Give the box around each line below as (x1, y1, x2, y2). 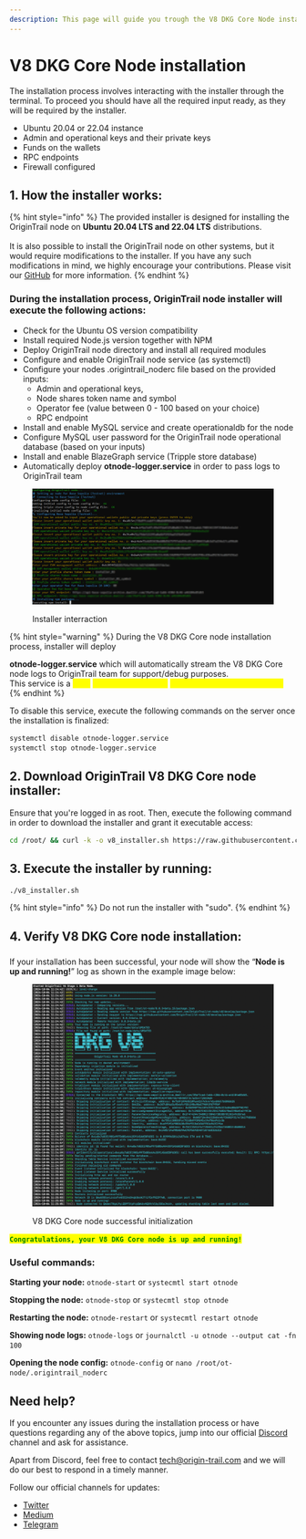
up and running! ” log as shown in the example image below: (9, 965, 237, 976)
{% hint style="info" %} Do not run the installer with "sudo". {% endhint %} (9, 902, 291, 913)
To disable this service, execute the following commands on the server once (9, 705, 296, 716)
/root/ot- (195, 1359, 233, 1368)
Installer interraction (32, 613, 107, 624)
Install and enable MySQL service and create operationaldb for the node (22, 421, 294, 432)
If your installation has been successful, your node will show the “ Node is (9, 956, 285, 967)
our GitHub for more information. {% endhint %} (9, 270, 189, 281)
